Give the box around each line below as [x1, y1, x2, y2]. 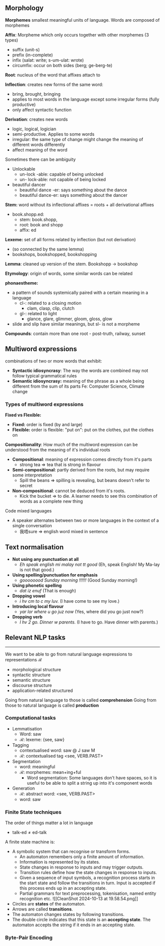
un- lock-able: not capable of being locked [19, 176, 106, 182]
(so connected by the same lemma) [12, 246, 84, 252]
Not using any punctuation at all [12, 556, 79, 562]
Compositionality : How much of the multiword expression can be [5, 441, 138, 447]
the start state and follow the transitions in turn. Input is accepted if [19, 880, 156, 886]
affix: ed [19, 227, 37, 233]
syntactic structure [12, 672, 51, 678]
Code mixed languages [5, 508, 52, 513]
